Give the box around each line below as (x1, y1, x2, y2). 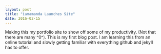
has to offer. (5, 44, 29, 51)
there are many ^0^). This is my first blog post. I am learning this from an (5, 34, 151, 40)
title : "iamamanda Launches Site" (5, 12, 76, 16)
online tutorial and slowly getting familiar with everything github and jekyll (5, 40, 153, 45)
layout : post (5, 7, 32, 12)
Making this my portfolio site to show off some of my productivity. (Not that (5, 29, 156, 35)
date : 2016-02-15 (5, 16, 40, 21)
